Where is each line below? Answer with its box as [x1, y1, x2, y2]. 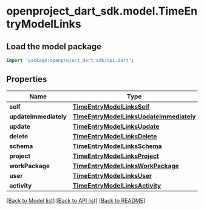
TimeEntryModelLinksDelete [72, 132, 157, 140]
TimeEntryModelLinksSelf [72, 102, 150, 110]
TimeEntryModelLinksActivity [72, 181, 161, 189]
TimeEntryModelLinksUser [72, 171, 152, 180]
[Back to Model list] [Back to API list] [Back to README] [6, 197, 146, 204]
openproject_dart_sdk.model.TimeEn [6, 4, 198, 18]
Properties [6, 74, 47, 84]
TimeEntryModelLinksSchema [72, 141, 162, 150]
